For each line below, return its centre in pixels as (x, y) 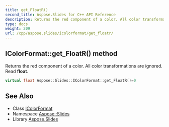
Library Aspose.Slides (35, 119)
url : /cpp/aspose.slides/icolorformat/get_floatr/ (59, 33)
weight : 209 (18, 29)
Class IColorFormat (32, 108)
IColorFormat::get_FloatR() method (61, 54)
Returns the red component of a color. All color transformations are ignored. (84, 66)
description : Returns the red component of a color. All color (73, 19)
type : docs (17, 24)
